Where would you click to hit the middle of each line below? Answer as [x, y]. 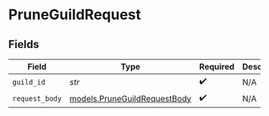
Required [217, 67]
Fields [24, 44]
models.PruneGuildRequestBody [130, 98]
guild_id [29, 82]
